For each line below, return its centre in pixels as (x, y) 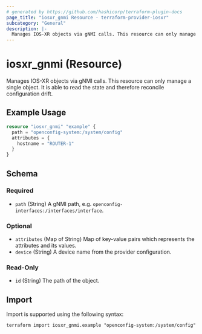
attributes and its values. (46, 246)
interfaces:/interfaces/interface (58, 211)
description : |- (27, 29)
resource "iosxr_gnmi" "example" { (51, 127)
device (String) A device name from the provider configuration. (93, 252)
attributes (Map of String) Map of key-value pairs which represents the (105, 239)
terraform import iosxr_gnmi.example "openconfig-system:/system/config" (101, 326)
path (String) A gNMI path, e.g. (53, 204)
